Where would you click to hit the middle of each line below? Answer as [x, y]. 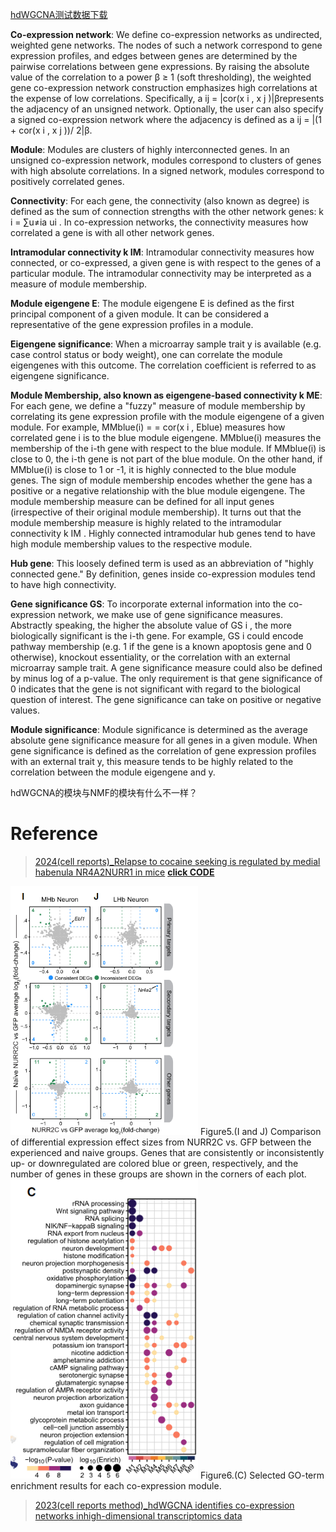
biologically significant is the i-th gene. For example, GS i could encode [157, 636]
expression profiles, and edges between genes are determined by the [154, 56]
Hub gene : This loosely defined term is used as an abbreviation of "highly [162, 563]
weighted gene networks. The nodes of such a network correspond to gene [166, 45]
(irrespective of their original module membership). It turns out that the [156, 512]
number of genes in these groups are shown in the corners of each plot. [158, 1174]
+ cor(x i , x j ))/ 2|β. [51, 130]
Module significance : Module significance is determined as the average [159, 729]
